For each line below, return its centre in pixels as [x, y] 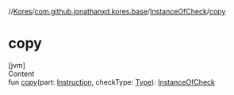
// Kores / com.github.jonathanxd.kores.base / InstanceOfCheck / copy [117, 11]
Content [21, 74]
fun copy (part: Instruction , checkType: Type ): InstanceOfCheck [112, 82]
